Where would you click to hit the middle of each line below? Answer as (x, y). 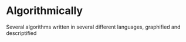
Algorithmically (45, 11)
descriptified (21, 33)
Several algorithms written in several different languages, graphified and (93, 27)
